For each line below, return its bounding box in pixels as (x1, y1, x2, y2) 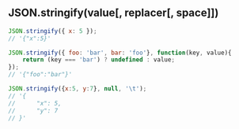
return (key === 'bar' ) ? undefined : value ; (22, 56, 176, 64)
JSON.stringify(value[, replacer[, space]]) (8, 6, 219, 20)
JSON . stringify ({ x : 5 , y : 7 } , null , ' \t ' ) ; (8, 85, 147, 93)
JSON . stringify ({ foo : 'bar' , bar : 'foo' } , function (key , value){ (8, 49, 232, 57)
